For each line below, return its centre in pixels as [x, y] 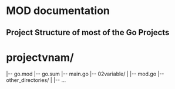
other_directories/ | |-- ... [36, 80]
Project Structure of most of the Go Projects [88, 32]
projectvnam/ [40, 57]
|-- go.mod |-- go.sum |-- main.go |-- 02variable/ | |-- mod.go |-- [85, 74]
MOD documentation [58, 11]
